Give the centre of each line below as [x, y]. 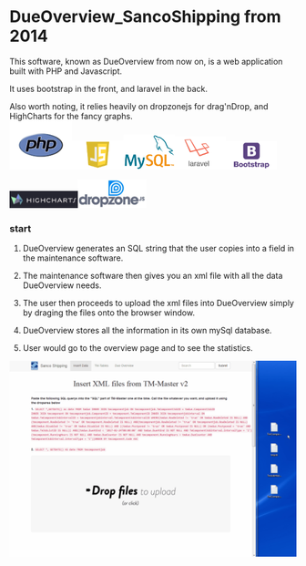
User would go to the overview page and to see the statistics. [138, 348]
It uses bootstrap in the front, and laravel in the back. [108, 88]
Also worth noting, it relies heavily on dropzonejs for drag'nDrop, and [139, 106]
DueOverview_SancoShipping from [145, 17]
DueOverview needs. [62, 285]
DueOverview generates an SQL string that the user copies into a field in [158, 249]
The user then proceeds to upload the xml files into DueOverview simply [158, 304]
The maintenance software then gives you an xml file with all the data [153, 276]
